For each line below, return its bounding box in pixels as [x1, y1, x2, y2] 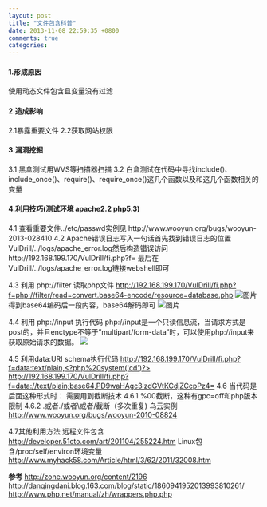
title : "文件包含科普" [8, 19, 77, 27]
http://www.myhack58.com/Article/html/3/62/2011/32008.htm [8, 455, 211, 465]
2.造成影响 [8, 105, 44, 116]
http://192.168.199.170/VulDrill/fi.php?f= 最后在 [8, 253, 159, 263]
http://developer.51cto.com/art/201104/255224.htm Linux [8, 436, 196, 446]
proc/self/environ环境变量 [18, 446, 103, 456]
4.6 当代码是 [216, 381, 257, 390]
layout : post [8, 11, 52, 20]
